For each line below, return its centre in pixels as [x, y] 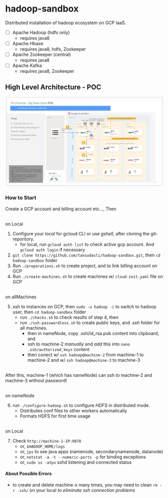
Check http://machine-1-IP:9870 [47, 441]
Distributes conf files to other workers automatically [73, 410]
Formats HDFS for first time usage [55, 416]
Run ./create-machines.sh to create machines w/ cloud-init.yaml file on [88, 276]
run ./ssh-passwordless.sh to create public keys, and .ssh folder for [90, 322]
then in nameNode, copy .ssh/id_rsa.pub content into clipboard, [93, 333]
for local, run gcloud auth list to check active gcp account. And [87, 244]
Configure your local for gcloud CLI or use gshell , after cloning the [81, 233]
